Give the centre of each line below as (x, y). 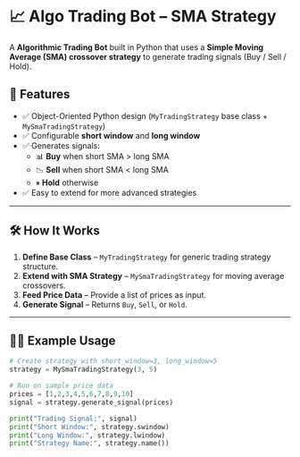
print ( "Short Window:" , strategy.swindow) (89, 427)
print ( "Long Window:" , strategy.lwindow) (87, 435)
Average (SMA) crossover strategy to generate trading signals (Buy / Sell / (148, 56)
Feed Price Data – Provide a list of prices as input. (114, 294)
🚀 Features (40, 94)
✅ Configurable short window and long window (111, 135)
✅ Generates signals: (61, 145)
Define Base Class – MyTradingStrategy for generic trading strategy (146, 257)
